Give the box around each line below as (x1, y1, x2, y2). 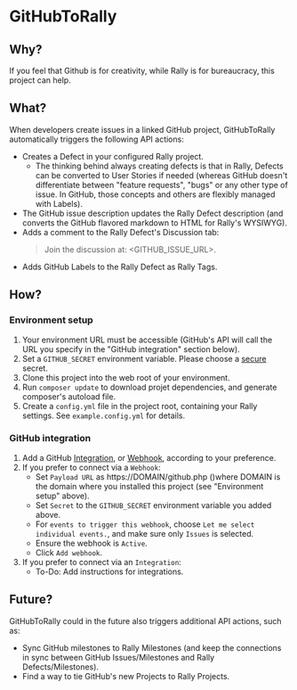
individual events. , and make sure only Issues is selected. (35, 528, 254, 538)
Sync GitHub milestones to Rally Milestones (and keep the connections (21, 642, 282, 653)
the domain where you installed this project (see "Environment (35, 481, 264, 491)
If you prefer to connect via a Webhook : (21, 462, 162, 472)
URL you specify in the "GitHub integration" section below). (21, 343, 240, 354)
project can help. (9, 75, 71, 86)
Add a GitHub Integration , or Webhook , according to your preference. (21, 452, 277, 463)
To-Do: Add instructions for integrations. (35, 566, 184, 577)
